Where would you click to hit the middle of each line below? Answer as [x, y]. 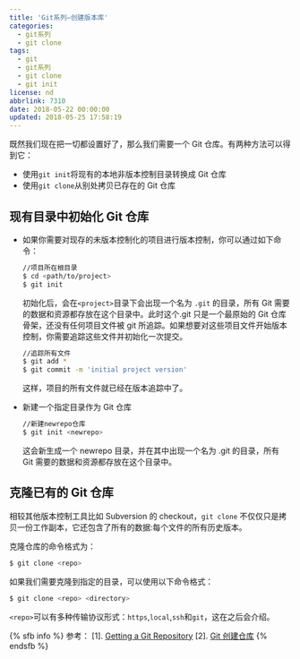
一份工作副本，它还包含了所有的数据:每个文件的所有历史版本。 [132, 527]
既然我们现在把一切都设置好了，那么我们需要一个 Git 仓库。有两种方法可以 [146, 144]
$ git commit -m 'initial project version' [105, 370]
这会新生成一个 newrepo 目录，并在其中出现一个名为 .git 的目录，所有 [150, 450]
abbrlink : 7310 [38, 101]
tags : [19, 51]
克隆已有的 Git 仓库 [62, 493]
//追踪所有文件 [47, 353]
